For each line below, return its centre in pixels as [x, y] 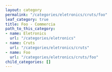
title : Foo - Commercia [30, 24]
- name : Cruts [20, 43]
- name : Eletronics [26, 33]
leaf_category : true [27, 19]
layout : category [24, 10]
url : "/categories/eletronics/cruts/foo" [54, 57]
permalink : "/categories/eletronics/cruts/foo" [57, 15]
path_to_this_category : [30, 29]
